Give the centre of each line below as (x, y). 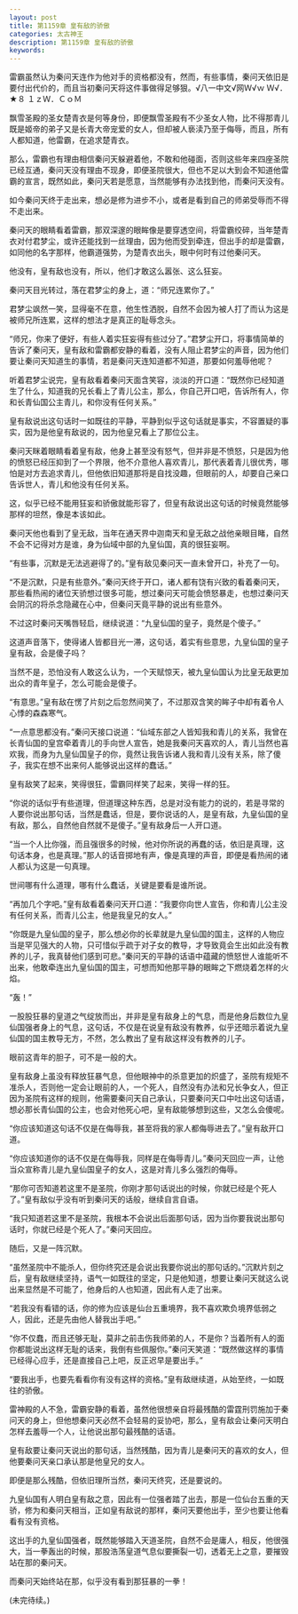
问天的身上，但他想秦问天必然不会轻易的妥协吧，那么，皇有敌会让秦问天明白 (149, 1420)
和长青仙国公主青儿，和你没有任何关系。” (83, 402)
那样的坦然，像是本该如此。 (60, 514)
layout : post (33, 17)
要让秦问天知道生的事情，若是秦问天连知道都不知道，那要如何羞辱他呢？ (141, 362)
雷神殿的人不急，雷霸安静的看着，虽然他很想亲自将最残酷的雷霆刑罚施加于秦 (149, 1410)
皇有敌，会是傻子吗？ (48, 653)
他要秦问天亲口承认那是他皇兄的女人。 (79, 1461)
